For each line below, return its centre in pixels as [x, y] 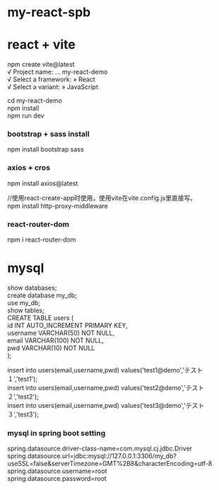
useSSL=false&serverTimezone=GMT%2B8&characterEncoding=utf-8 [110, 464]
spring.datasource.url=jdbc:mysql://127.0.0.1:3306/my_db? [92, 456]
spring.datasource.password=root [57, 479]
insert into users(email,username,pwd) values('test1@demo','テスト [105, 370]
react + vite [41, 45]
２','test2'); [23, 397]
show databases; [32, 287]
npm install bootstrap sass [46, 149]
